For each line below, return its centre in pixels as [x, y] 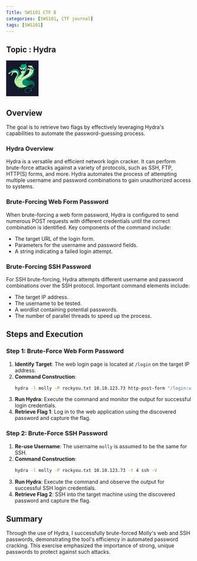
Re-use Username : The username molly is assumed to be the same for [101, 446]
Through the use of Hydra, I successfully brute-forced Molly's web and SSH [98, 533]
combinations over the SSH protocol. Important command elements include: [98, 286]
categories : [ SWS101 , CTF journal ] [50, 19]
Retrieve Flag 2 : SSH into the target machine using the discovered [95, 494]
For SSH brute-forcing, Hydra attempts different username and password [95, 279]
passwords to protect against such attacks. [58, 552]
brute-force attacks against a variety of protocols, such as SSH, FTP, [90, 168]
